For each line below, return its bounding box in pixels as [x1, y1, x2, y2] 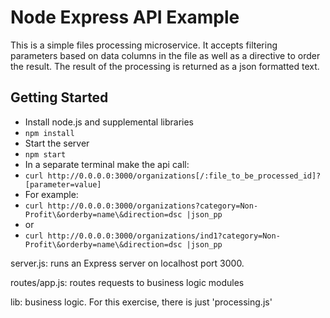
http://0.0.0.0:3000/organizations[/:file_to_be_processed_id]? [47, 171, 322, 181]
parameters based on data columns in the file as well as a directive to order [10, 49, 321, 61]
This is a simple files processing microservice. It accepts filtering [10, 39, 278, 51]
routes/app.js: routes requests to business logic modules [10, 276, 245, 288]
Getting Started [10, 89, 109, 106]
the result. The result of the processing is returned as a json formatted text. [10, 60, 320, 72]
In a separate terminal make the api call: [24, 158, 190, 170]
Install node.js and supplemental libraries [24, 116, 194, 128]
